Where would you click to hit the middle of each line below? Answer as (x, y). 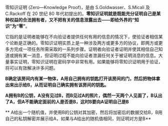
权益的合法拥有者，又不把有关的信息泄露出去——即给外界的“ (72, 20)
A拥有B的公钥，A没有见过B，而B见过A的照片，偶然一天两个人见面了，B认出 (84, 95)
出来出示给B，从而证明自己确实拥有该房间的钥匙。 (57, 85)
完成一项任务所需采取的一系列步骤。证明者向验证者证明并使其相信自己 (86, 49)
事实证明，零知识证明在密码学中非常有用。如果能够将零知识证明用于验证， (86, 62)
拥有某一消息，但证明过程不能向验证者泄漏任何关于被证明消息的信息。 (86, 55)
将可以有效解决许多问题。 (31, 68)
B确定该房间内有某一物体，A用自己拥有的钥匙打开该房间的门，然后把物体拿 (83, 78)
